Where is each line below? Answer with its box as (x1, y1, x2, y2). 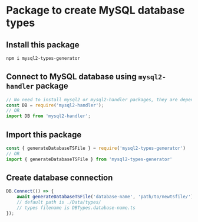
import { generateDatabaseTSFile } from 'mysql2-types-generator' (6, 156, 173, 162)
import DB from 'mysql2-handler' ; (6, 113, 91, 119)
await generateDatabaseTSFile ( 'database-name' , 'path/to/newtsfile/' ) (16, 194, 194, 200)
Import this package (6, 130, 82, 140)
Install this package (6, 40, 80, 50)
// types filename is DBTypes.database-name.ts (16, 205, 136, 211)
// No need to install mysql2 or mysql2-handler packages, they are (6, 96, 178, 102)
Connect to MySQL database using (6, 72, 137, 82)
